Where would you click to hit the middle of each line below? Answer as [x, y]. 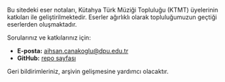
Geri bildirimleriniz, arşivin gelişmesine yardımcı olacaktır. [88, 71]
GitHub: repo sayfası [47, 58]
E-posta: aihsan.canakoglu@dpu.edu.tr [72, 51]
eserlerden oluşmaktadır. [42, 24]
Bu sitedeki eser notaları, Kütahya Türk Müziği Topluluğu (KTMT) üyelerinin [113, 10]
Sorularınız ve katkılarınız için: [49, 38]
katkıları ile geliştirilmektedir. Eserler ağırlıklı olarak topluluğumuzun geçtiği [112, 17]
